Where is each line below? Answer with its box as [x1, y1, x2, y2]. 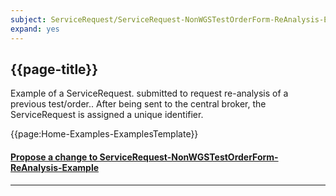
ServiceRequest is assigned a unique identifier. [10, 109, 204, 121]
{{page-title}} [10, 61, 99, 78]
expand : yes [10, 24, 60, 34]
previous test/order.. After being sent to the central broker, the [10, 98, 267, 110]
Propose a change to [10, 151, 98, 163]
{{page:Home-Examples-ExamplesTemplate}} [10, 128, 199, 140]
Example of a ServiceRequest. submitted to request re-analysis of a [10, 87, 289, 100]
